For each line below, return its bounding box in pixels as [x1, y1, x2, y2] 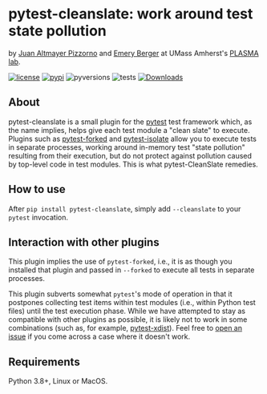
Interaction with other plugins [8, 235, 160, 249]
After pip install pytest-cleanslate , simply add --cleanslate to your [8, 203, 241, 213]
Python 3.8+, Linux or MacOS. [8, 376, 108, 386]
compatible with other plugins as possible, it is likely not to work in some [8, 315, 248, 324]
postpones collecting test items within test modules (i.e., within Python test [8, 298, 257, 308]
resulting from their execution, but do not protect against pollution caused [8, 151, 253, 160]
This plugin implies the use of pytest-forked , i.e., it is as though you [8, 257, 233, 267]
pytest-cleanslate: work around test [8, 5, 253, 23]
